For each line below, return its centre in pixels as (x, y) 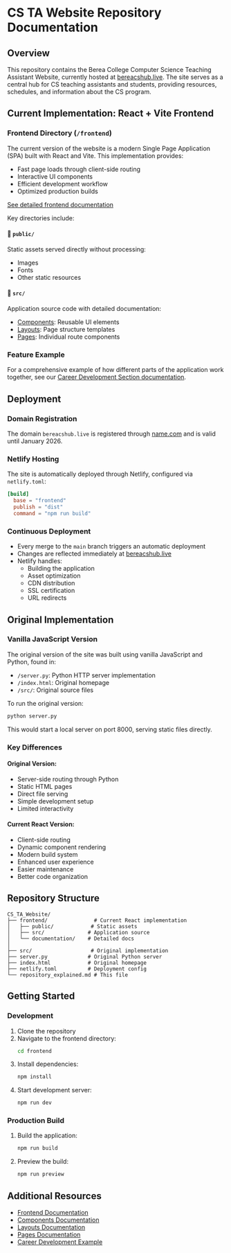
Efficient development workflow (63, 184)
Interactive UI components (55, 176)
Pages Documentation (49, 1235)
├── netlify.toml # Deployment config (77, 969)
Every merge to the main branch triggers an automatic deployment (111, 546)
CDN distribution (51, 583)
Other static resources (49, 277)
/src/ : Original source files (55, 690)
